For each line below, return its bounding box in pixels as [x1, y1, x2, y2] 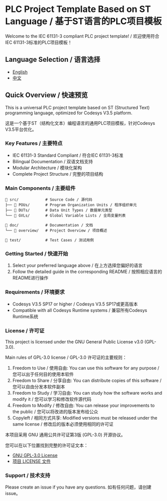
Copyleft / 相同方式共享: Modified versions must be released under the [12, 415, 158, 421]
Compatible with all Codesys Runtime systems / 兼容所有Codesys [12, 307, 148, 313]
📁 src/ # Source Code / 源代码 [5, 197, 93, 203]
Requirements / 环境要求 [5, 288, 65, 295]
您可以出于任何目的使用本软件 [12, 371, 74, 377]
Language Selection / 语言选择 [5, 55, 101, 64]
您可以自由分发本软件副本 [12, 384, 65, 390]
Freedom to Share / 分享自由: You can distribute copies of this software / [12, 378, 162, 384]
